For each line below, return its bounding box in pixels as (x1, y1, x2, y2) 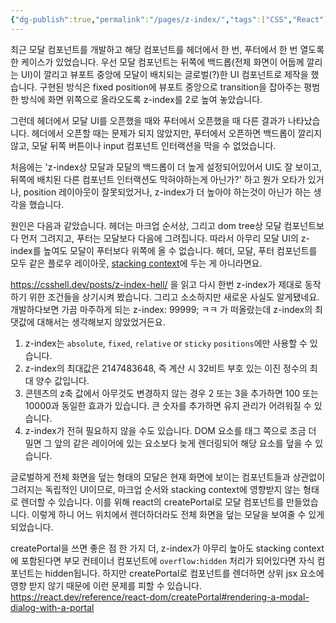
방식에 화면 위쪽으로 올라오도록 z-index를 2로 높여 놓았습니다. (20, 93, 263, 105)
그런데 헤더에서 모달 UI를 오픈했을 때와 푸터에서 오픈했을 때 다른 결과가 (10, 114, 286, 126)
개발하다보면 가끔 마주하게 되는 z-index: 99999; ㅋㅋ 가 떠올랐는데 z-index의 (10, 303, 313, 315)
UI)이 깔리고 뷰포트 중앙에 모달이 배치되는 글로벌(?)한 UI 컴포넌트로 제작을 (20, 68, 309, 80)
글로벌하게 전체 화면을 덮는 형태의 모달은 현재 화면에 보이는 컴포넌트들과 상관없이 (10, 471, 326, 483)
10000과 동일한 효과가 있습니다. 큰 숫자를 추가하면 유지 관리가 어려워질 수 (24, 399, 312, 411)
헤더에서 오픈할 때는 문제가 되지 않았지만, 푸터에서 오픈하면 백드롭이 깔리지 (31, 127, 323, 139)
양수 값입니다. (35, 374, 90, 386)
